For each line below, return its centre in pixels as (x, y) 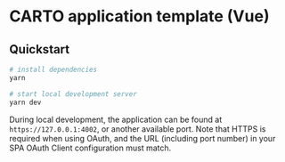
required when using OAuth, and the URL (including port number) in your (142, 138)
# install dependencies (53, 69)
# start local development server (73, 94)
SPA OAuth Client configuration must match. (90, 148)
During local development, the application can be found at (116, 119)
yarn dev (25, 102)
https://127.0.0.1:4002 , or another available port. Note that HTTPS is (138, 129)
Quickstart (40, 49)
